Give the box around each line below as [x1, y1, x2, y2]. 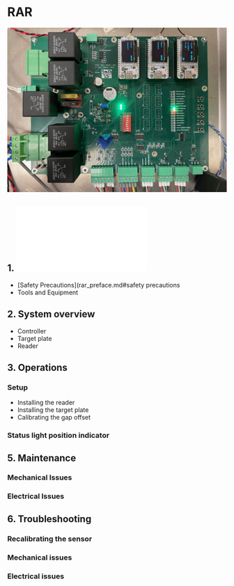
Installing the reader [17, 398, 75, 407]
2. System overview [7, 308, 95, 320]
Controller [17, 326, 47, 335]
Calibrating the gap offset [17, 413, 91, 422]
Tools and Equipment [17, 288, 79, 296]
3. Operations [7, 361, 68, 373]
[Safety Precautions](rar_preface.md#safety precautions [17, 280, 180, 289]
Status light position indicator [7, 431, 110, 441]
